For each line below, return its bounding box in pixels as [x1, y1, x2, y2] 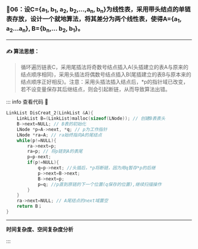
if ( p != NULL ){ [27, 159, 60, 166]
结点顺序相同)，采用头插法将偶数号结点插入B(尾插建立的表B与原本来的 [20, 71, 192, 78]
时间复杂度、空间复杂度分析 [6, 225, 74, 232]
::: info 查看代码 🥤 [6, 99, 48, 106]
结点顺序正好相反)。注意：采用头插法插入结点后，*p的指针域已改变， [20, 78, 189, 86]
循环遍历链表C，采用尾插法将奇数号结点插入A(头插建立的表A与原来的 [20, 64, 189, 71]
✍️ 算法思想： [6, 47, 40, 54]
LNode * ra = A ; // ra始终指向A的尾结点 [16, 132, 102, 138]
